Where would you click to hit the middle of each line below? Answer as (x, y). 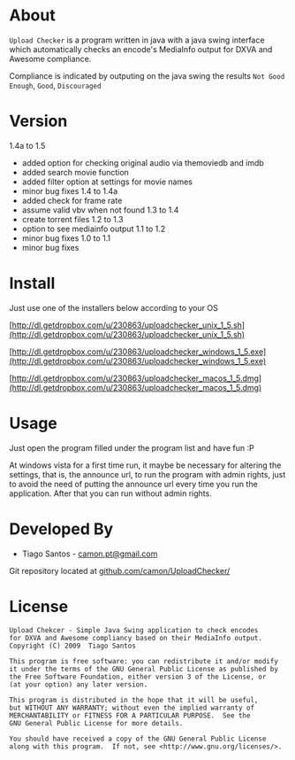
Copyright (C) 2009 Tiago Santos (73, 646)
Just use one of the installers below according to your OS (113, 307)
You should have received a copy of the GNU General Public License (138, 739)
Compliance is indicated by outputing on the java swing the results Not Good (147, 75)
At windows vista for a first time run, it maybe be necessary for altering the (145, 465)
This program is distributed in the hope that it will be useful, (134, 700)
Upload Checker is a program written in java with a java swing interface (137, 40)
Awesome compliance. (50, 58)
